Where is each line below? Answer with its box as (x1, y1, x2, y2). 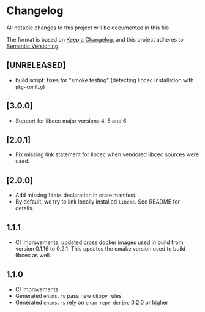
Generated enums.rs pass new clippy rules (15, 292, 122, 299)
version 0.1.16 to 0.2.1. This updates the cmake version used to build (15, 245, 186, 252)
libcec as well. (15, 252, 51, 259)
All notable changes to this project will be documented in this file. (6, 24, 171, 31)
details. (15, 205, 34, 212)
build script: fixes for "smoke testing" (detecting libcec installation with (15, 76, 194, 83)
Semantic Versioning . (6, 42, 60, 50)
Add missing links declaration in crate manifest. (15, 191, 137, 199)
